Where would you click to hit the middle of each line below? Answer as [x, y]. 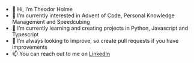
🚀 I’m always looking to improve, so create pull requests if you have [95, 41]
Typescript [25, 34]
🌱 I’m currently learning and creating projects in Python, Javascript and [100, 28]
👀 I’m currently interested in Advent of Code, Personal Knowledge [93, 15]
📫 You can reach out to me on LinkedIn [61, 54]
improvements [30, 47]
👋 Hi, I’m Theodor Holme [42, 9]
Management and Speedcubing [51, 22]
